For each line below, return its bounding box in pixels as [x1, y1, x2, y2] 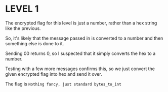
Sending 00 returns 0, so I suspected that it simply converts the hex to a [5, 50, 156, 56]
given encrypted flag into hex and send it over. [5, 71, 102, 77]
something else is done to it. [5, 40, 64, 46]
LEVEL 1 [5, 3, 39, 15]
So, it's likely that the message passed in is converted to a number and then [5, 35, 163, 41]
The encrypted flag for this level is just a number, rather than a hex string [5, 20, 157, 26]
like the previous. [5, 25, 41, 31]
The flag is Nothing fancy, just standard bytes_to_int [5, 81, 121, 87]
